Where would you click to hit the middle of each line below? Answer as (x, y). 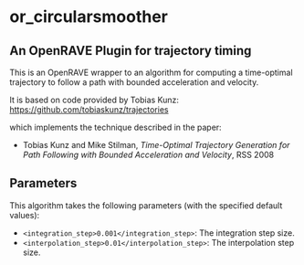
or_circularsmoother (89, 17)
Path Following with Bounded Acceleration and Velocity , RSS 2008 (148, 154)
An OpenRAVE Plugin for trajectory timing (131, 51)
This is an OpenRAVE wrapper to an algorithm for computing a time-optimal (152, 72)
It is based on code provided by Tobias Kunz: (94, 100)
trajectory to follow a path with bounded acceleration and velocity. (134, 82)
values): (25, 215)
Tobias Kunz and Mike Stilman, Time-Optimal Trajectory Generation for (156, 145)
